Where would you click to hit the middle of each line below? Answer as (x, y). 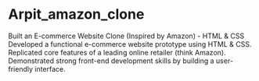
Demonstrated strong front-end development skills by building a (111, 61)
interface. (50, 69)
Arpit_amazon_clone (76, 14)
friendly (21, 69)
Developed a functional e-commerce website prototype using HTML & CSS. (130, 44)
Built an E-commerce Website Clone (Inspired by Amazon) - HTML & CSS (126, 36)
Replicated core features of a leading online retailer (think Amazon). (117, 52)
